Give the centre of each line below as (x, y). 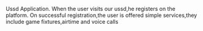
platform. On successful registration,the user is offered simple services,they (102, 15)
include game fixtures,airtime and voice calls (62, 22)
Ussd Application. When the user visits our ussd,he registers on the (90, 9)
